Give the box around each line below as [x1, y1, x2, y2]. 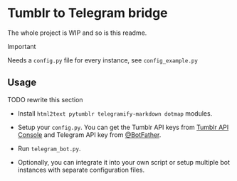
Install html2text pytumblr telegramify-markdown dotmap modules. [17, 109, 213, 118]
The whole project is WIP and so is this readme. [7, 28, 147, 37]
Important [7, 42, 36, 50]
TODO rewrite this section [7, 95, 83, 104]
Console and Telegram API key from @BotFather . [17, 130, 162, 139]
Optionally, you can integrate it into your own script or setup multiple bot [17, 158, 230, 166]
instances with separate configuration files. [17, 165, 144, 174]
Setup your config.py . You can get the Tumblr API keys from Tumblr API [17, 123, 229, 131]
